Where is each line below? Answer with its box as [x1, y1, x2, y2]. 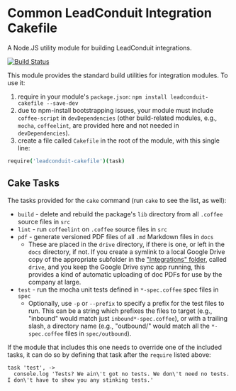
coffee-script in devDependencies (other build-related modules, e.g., [17, 114, 218, 122]
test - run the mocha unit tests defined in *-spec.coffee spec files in [17, 285, 219, 294]
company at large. [28, 277, 82, 286]
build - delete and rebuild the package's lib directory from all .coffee [17, 209, 223, 218]
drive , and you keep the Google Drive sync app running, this [28, 263, 206, 271]
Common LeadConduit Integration [7, 5, 213, 21]
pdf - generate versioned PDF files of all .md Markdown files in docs [17, 232, 214, 241]
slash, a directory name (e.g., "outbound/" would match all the [28, 321, 210, 330]
